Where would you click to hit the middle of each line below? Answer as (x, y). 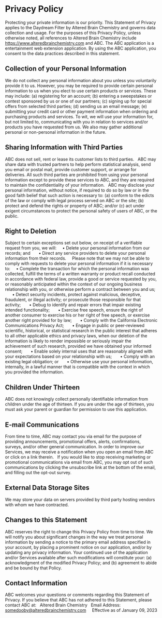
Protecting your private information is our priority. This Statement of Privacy (81, 22)
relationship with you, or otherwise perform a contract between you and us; (80, 289)
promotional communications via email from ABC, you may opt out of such (79, 462)
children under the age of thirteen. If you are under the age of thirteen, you (79, 404)
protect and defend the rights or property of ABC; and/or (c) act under (75, 206)
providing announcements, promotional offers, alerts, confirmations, (73, 441)
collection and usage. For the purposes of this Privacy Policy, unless (73, 33)
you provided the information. (35, 372)
